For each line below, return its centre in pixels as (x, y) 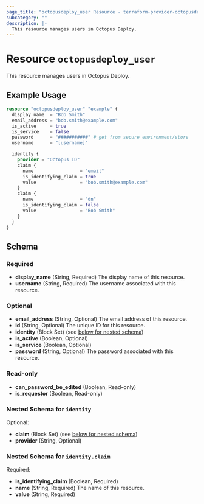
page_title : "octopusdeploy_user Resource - (63, 12)
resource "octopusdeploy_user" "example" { (62, 109)
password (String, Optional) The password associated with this (94, 351)
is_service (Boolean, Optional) (53, 345)
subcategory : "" (27, 18)
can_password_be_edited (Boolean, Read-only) (76, 387)
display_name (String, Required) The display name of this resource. (100, 277)
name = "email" (63, 171)
